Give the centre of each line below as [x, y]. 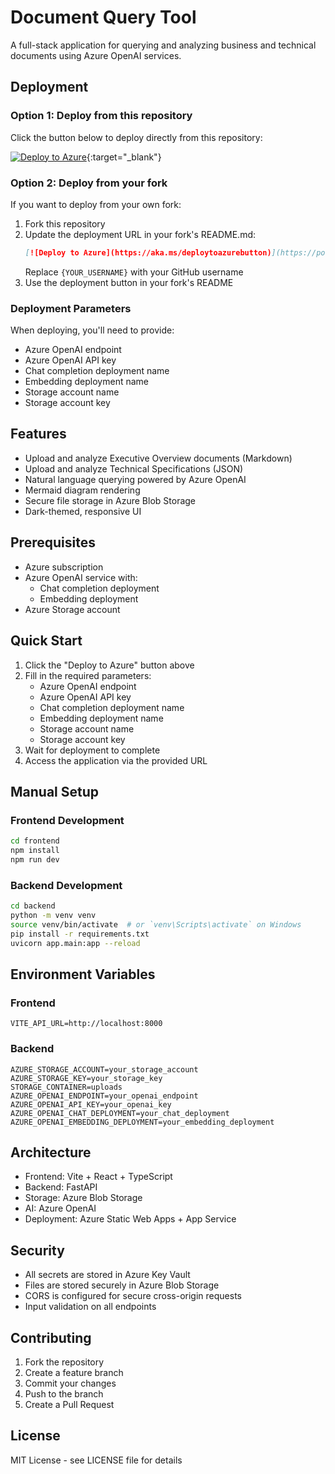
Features [38, 434]
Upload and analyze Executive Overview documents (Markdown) [158, 458]
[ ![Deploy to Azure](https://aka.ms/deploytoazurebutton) [148, 252]
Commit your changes [70, 1383]
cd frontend [35, 841]
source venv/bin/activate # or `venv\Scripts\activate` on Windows [156, 924]
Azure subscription [64, 567]
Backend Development [66, 885]
